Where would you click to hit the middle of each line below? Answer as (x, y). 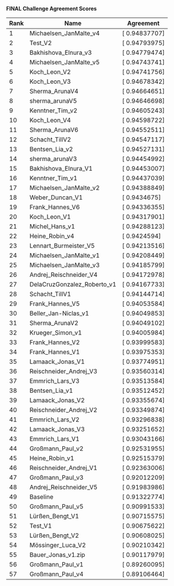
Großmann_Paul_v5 (56, 506)
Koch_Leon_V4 (50, 120)
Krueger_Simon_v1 (56, 333)
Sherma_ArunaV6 (54, 130)
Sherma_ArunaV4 (54, 91)
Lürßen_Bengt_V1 (54, 516)
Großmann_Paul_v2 (56, 448)
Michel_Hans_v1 (52, 226)
